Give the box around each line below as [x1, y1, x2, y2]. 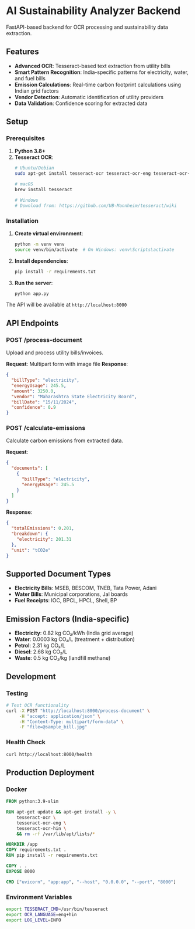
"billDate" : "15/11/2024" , [11, 399, 77, 405]
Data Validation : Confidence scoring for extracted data [14, 100, 148, 107]
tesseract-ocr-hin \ [16, 825, 67, 831]
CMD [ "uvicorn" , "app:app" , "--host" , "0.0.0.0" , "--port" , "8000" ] [6, 879, 176, 885]
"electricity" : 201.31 [16, 537, 72, 543]
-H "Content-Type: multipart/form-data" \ [19, 718, 124, 725]
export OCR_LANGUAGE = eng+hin [6, 911, 77, 917]
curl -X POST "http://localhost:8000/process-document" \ [6, 708, 150, 714]
